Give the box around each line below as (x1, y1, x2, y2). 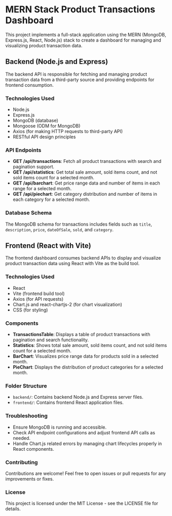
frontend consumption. (5, 82, 54, 88)
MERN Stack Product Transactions (5, 4, 156, 15)
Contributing (5, 458, 38, 466)
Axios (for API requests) (12, 296, 64, 302)
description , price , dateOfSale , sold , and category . (5, 226, 114, 232)
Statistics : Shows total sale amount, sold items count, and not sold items (12, 342, 167, 348)
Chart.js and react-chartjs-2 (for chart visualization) (12, 301, 122, 307)
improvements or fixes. (5, 475, 54, 482)
